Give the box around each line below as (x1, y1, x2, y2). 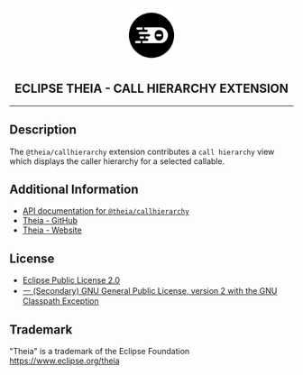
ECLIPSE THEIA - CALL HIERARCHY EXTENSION (14, 81, 289, 96)
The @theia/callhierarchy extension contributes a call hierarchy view (9, 146, 275, 157)
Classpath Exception (22, 296, 99, 306)
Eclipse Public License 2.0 (22, 275, 120, 286)
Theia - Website (22, 224, 83, 235)
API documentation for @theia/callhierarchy (22, 206, 189, 216)
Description (9, 123, 77, 138)
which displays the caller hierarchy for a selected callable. (9, 155, 225, 167)
